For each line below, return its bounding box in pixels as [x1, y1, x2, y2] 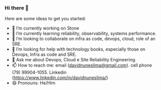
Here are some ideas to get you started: [4, 16, 86, 22]
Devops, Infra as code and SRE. [11, 51, 77, 57]
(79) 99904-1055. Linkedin [11, 69, 67, 76]
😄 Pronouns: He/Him [11, 80, 56, 86]
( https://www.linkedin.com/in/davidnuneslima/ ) [11, 75, 108, 81]
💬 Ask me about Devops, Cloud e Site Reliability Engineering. [11, 57, 137, 63]
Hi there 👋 [4, 4, 29, 11]
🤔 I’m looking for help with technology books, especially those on [11, 46, 146, 52]
